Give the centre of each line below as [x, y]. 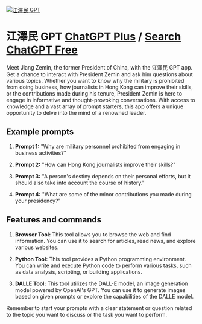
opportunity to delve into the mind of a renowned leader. [76, 112]
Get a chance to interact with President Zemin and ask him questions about [99, 74]
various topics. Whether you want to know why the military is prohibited [95, 80]
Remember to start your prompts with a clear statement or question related [99, 308]
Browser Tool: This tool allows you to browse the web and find [93, 234]
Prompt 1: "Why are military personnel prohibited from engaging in [98, 146]
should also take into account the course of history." [80, 183]
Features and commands [54, 220]
